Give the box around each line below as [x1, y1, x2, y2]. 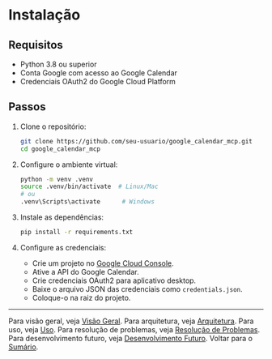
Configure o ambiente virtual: [19, 160, 118, 169]
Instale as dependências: [19, 212, 104, 222]
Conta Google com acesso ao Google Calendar [19, 68, 178, 78]
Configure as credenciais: [19, 242, 107, 252]
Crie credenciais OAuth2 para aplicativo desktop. [32, 276, 197, 285]
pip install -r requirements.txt [19, 229, 134, 237]
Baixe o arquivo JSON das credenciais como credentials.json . [32, 284, 243, 293]
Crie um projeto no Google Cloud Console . [32, 258, 174, 268]
